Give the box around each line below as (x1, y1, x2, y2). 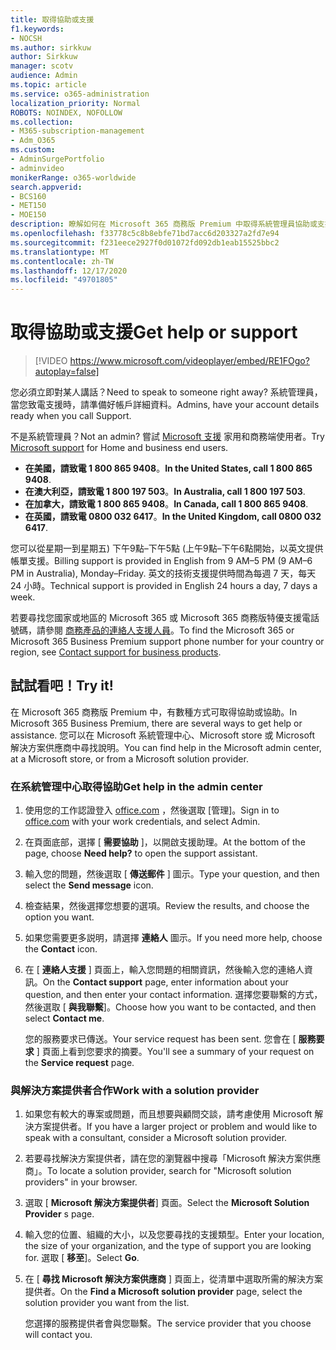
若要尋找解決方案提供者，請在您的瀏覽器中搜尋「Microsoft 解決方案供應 (24, 1152, 322, 1165)
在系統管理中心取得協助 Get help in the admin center (10, 779, 263, 793)
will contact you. (24, 1329, 93, 1341)
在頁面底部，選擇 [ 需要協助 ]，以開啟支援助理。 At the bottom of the (24, 836, 306, 848)
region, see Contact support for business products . (10, 646, 222, 658)
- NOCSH (10, 33, 43, 43)
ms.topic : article (10, 80, 87, 90)
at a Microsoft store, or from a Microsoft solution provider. (10, 752, 249, 765)
